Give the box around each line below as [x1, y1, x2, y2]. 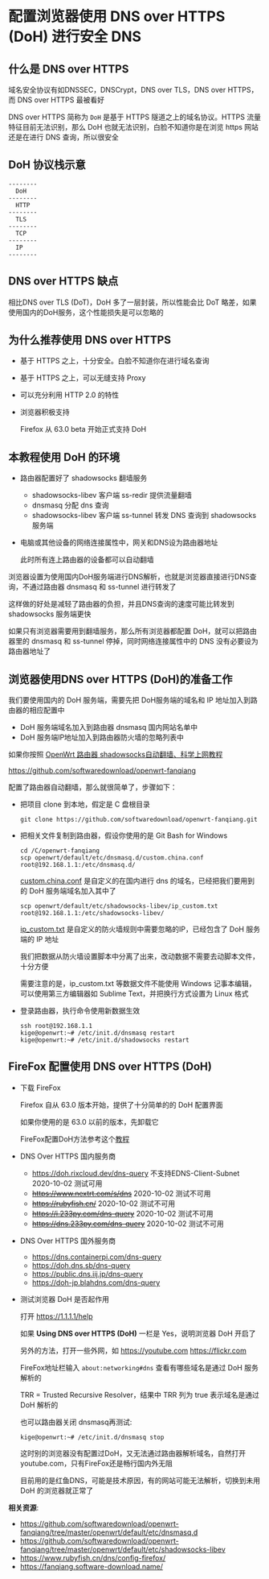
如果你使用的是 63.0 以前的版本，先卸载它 [19, 1117, 159, 1126]
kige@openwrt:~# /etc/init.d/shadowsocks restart [19, 1036, 190, 1044]
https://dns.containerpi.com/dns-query [31, 1252, 162, 1262]
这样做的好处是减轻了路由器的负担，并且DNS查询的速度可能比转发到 [8, 599, 234, 609]
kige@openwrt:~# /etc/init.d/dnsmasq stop [19, 1433, 165, 1441]
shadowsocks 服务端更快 [8, 609, 92, 619]
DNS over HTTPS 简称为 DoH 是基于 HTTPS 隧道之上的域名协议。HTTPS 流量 [8, 112, 261, 122]
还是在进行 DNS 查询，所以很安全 [8, 132, 119, 142]
